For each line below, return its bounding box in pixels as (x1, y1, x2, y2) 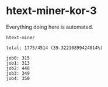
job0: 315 (6, 55, 30, 61)
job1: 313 (6, 60, 30, 66)
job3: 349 (6, 70, 30, 76)
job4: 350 (6, 75, 30, 81)
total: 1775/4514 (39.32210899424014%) (6, 45, 103, 51)
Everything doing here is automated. (6, 23, 93, 30)
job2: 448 (6, 65, 30, 71)
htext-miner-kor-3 (6, 4, 97, 18)
